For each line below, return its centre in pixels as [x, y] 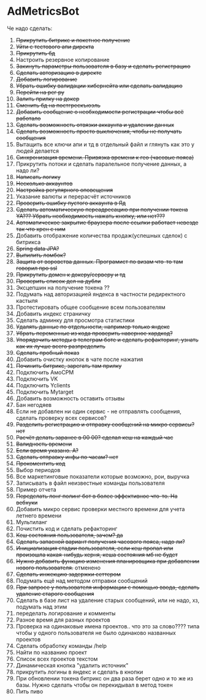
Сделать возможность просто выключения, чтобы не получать [99, 131]
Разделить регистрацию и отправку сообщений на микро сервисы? [105, 424]
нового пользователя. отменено [58, 568]
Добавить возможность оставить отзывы [70, 398]
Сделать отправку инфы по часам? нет [67, 457]
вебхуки [27, 502]
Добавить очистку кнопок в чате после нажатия [79, 359]
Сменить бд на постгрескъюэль [58, 105]
